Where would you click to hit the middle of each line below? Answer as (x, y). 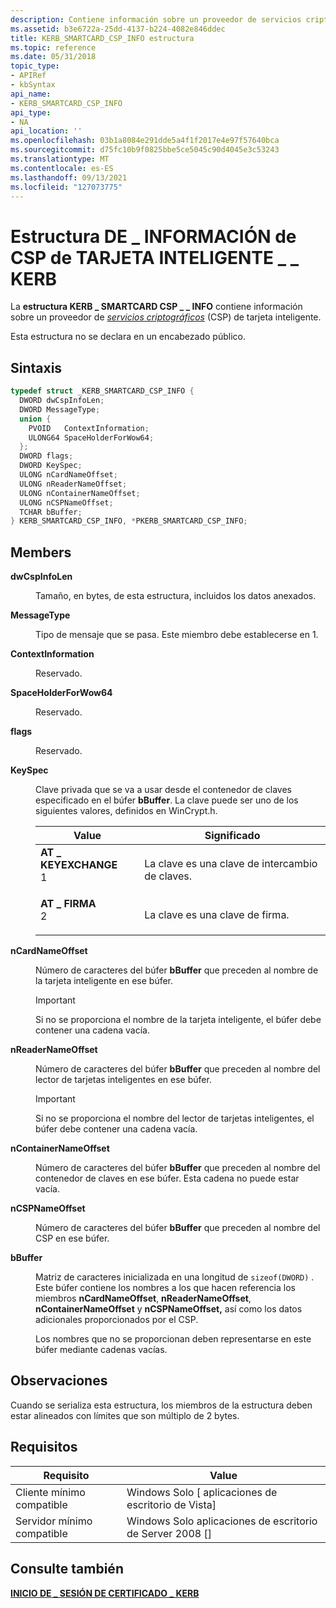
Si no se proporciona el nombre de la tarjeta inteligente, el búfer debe (178, 1020)
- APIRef (28, 76)
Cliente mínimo (50, 1492)
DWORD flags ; (46, 456)
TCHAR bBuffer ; (51, 512)
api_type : (31, 112)
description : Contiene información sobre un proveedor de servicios (156, 19)
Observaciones (59, 1381)
